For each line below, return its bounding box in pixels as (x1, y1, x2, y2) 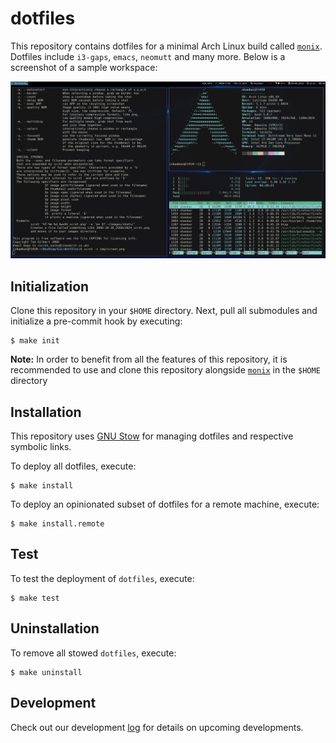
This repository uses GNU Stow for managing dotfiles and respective (10, 430, 294, 442)
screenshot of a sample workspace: (10, 61, 158, 73)
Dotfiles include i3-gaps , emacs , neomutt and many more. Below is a (10, 50, 286, 62)
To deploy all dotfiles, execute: (10, 460, 137, 472)
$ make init (10, 336, 60, 346)
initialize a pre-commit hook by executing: (10, 315, 183, 327)
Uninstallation (10, 620, 100, 637)
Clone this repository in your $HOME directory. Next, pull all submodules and (10, 305, 318, 317)
